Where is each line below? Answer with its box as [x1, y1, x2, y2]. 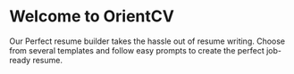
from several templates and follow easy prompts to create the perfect [9, 45, 265, 55]
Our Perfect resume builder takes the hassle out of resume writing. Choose [9, 36, 286, 46]
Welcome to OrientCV [9, 6, 174, 27]
